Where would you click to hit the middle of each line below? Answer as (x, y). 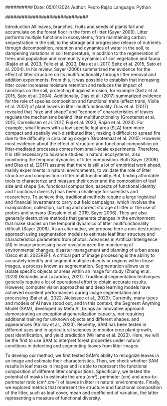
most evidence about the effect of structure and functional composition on (82, 144)
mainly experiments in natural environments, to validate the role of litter (78, 170)
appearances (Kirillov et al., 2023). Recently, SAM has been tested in (76, 324)
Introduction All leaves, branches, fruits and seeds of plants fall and (74, 27)
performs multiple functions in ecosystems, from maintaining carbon (76, 37)
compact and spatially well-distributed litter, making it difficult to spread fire (83, 133)
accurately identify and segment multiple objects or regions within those (79, 261)
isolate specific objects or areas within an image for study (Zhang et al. (78, 271)
